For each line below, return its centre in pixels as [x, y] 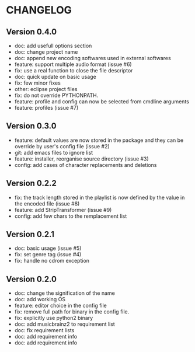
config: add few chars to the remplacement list [71, 216]
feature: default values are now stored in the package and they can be [99, 140]
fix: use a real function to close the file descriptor [74, 70]
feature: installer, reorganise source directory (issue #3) [81, 159]
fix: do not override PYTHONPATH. [56, 95]
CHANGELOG [39, 10]
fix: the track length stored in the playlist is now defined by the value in [100, 197]
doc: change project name [46, 52]
